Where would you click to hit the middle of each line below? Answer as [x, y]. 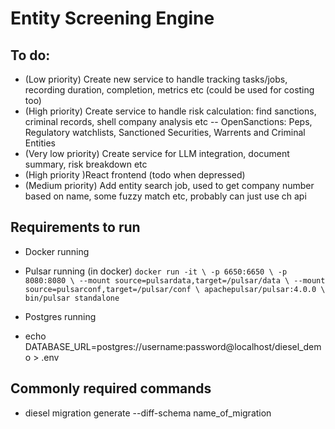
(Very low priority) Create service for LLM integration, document [157, 153]
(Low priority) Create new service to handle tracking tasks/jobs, [156, 79]
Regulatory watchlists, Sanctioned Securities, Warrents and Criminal [165, 132]
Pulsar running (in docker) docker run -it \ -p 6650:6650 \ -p [156, 271]
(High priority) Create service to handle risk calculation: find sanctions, [170, 111]
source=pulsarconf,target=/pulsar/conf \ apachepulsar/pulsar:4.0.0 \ [175, 289]
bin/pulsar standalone [72, 298]
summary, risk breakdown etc [86, 164]
